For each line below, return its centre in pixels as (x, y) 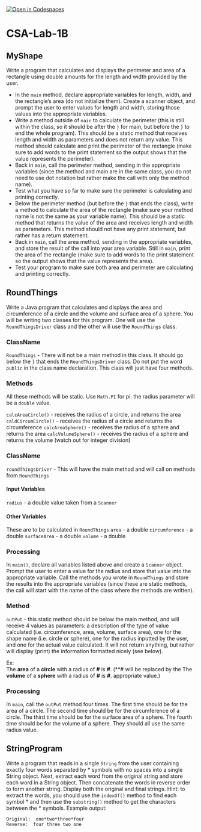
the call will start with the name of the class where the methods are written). (100, 591)
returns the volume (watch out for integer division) (68, 440)
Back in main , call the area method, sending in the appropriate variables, (104, 242)
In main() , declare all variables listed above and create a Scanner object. (95, 565)
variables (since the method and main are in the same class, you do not (103, 171)
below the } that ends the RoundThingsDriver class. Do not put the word (94, 362)
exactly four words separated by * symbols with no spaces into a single (94, 769)
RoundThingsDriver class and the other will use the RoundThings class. (91, 326)
